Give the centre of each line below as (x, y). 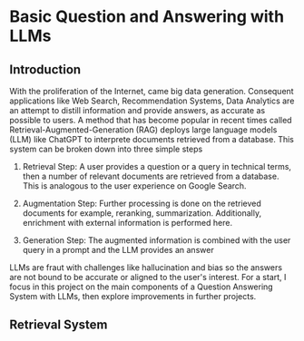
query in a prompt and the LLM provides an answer (118, 250)
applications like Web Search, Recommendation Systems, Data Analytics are (152, 101)
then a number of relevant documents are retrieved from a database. (151, 176)
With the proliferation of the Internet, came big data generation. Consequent (152, 91)
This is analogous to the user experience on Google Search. (134, 186)
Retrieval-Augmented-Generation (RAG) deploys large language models (143, 130)
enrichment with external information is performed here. (127, 223)
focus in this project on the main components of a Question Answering (142, 287)
